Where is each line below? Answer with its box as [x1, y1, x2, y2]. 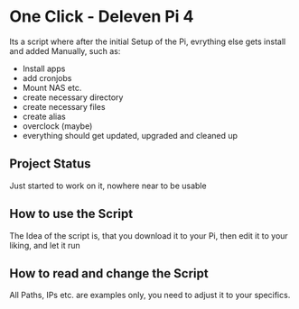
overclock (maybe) [22, 120, 93, 132]
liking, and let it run [9, 240, 81, 250]
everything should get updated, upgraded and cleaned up [22, 130, 238, 141]
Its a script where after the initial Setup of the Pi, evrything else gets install [9, 36, 286, 47]
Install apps [22, 63, 66, 74]
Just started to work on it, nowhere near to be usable [9, 180, 207, 191]
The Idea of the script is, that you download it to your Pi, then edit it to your [9, 230, 289, 241]
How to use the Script [9, 206, 134, 222]
